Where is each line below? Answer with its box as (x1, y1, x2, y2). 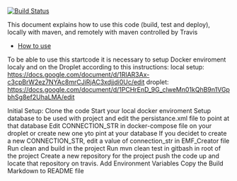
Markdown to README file (7, 167, 84, 175)
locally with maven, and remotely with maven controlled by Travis (7, 28, 198, 36)
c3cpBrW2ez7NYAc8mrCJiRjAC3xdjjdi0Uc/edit (7, 78, 145, 86)
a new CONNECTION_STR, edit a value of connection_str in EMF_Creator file (7, 136, 230, 145)
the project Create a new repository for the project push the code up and (7, 152, 219, 160)
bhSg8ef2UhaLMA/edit (7, 93, 75, 101)
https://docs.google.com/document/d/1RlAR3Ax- (7, 71, 150, 78)
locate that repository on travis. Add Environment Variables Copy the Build (7, 159, 224, 168)
